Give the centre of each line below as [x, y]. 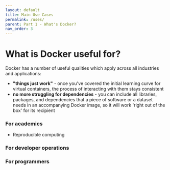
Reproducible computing [39, 135]
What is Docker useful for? [63, 54]
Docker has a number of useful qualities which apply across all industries [82, 68]
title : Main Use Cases [29, 15]
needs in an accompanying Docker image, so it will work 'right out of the [89, 105]
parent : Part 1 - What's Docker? [41, 24]
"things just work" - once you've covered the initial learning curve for [87, 83]
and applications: [23, 74]
